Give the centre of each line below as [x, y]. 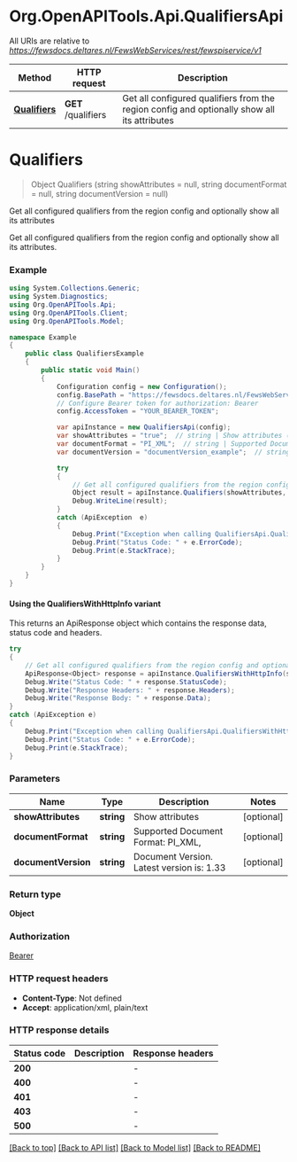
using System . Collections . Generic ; [75, 289]
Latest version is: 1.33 [180, 868]
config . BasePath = [90, 395]
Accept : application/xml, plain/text [85, 1007]
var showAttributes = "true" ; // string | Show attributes [169, 436]
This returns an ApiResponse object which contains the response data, [138, 623]
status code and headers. [56, 633]
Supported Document [179, 831]
